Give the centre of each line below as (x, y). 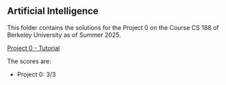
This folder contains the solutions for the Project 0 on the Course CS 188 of (113, 27)
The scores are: (29, 61)
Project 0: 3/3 (36, 74)
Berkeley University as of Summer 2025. (64, 35)
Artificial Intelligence (53, 11)
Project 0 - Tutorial (34, 48)
